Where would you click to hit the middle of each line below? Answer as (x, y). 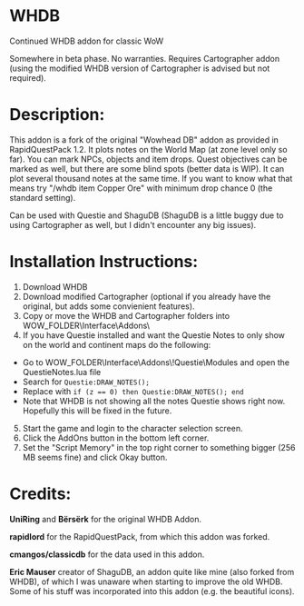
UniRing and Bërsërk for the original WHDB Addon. (106, 519)
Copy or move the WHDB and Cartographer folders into (126, 315)
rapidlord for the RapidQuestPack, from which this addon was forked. (140, 536)
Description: (57, 115)
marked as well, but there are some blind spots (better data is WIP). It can (147, 168)
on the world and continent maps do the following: (117, 344)
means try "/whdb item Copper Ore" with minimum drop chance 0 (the (141, 188)
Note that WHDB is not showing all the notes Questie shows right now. (154, 401)
